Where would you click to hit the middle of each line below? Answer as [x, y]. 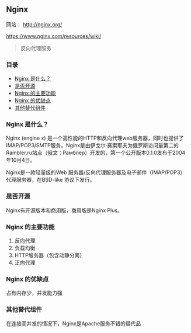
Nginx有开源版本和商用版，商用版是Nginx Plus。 [64, 210]
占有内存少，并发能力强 [34, 293]
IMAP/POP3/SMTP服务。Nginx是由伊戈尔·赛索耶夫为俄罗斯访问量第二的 [93, 145]
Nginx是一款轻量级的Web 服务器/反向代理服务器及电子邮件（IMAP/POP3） [96, 172]
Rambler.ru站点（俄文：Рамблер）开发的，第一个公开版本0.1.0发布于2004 [96, 153]
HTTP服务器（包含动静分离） [50, 255]
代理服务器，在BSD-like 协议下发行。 [51, 180]
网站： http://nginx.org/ [34, 24]
